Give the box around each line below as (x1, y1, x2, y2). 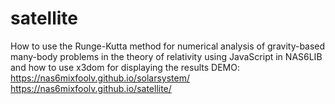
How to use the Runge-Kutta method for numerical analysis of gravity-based (10, 40, 326, 52)
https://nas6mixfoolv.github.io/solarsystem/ (10, 72, 191, 84)
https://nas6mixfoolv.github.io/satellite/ (10, 82, 172, 94)
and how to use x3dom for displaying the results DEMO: (10, 61, 240, 73)
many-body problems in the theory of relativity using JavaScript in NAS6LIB (10, 50, 323, 62)
